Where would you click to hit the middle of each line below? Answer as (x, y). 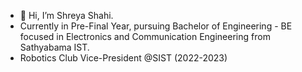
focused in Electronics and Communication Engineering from (145, 36)
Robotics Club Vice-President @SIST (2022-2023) (123, 58)
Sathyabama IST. (54, 47)
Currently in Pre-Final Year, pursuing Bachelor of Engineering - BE (156, 26)
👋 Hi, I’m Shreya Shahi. (66, 15)
